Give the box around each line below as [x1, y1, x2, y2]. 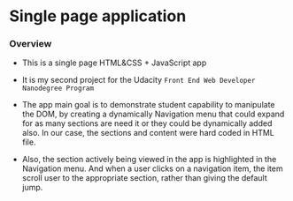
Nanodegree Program [21, 84, 95, 93]
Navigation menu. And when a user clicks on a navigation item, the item [21, 163, 283, 174]
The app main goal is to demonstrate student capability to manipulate [21, 100, 275, 110]
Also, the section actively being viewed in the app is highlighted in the [21, 154, 277, 165]
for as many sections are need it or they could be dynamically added [21, 118, 273, 129]
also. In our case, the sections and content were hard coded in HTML [21, 128, 274, 138]
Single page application [9, 6, 187, 26]
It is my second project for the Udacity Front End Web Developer [21, 75, 256, 86]
